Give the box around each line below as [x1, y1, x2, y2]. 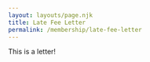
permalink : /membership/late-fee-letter [8, 26, 143, 33]
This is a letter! [8, 47, 57, 57]
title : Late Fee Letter [8, 19, 86, 26]
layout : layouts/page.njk [8, 11, 93, 19]
